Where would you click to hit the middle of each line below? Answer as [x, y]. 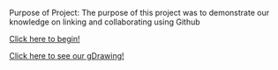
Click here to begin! [45, 39]
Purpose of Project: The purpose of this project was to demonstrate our [139, 13]
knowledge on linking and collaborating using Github [105, 22]
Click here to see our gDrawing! [67, 56]
